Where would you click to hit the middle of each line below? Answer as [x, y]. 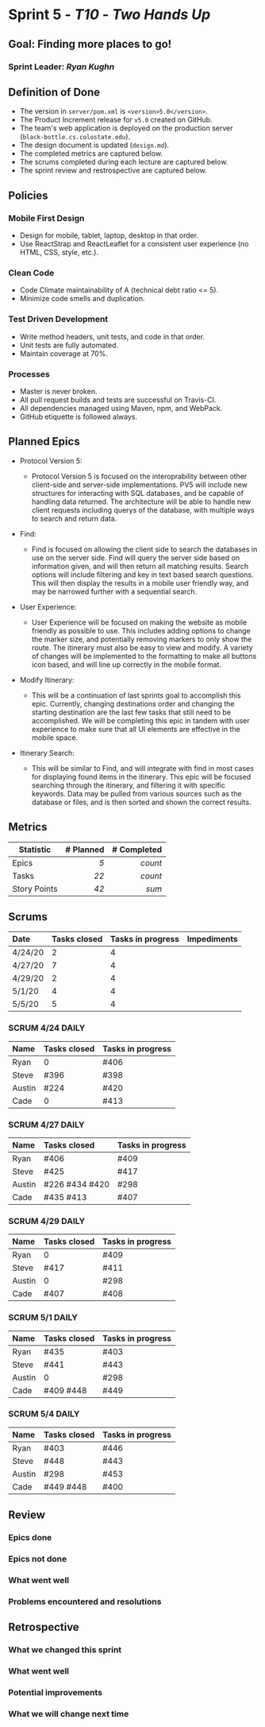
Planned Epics [44, 441]
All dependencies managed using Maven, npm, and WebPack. [121, 408]
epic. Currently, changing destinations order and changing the [133, 703]
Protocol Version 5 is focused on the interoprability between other [139, 476]
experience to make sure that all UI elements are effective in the [136, 729]
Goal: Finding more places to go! [90, 44]
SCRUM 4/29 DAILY [47, 1221]
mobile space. [54, 738]
